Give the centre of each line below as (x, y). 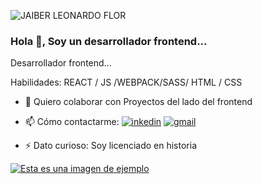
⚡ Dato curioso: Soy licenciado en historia (111, 146)
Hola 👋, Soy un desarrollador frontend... (109, 41)
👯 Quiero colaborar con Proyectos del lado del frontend (138, 102)
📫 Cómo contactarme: (72, 122)
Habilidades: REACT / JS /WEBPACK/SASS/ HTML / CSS (126, 82)
